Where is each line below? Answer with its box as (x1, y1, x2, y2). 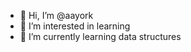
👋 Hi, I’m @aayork (19, 10, 94, 21)
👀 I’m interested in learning (19, 20, 131, 32)
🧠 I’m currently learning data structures (19, 31, 182, 42)
